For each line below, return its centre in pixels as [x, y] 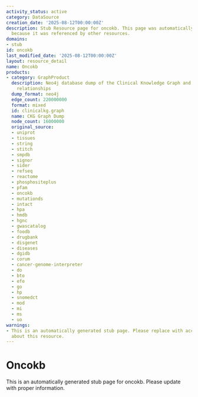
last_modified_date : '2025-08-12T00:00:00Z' [62, 56]
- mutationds [27, 199]
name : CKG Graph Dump [38, 116]
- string [22, 143]
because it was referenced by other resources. [71, 34]
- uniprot [23, 133]
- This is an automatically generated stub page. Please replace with [95, 331]
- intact [22, 204]
